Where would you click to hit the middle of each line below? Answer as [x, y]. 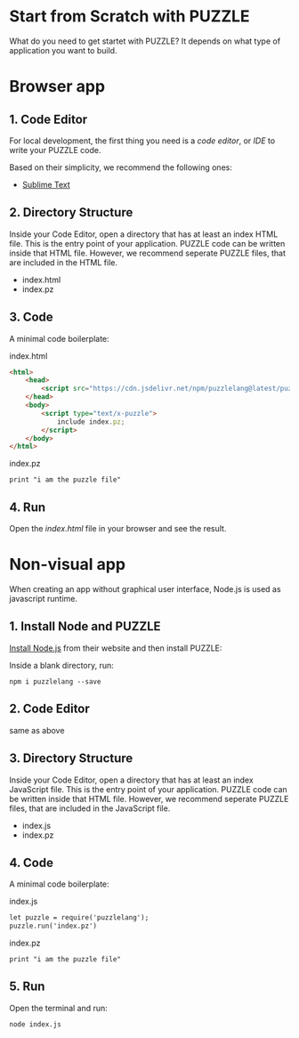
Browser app [57, 87]
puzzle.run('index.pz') [53, 926]
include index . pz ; [91, 422]
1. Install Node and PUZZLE [85, 626]
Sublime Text [46, 184]
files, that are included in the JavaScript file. [90, 808]
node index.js [36, 1024]
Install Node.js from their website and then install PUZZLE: [116, 648]
